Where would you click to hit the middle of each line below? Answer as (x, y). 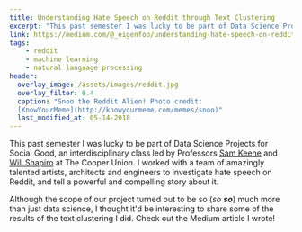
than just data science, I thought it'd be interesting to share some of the (142, 209)
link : (19, 34)
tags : (19, 43)
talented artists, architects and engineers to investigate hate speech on (141, 173)
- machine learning (62, 59)
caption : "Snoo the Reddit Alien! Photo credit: (110, 101)
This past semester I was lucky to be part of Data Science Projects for (139, 144)
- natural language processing (84, 68)
